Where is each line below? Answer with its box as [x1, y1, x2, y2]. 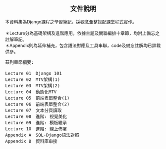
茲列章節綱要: [5, 59, 34, 65]
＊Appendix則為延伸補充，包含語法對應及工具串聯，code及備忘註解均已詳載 [5, 42, 161, 48]
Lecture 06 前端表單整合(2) [5, 101, 70, 107]
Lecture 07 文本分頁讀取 [5, 108, 62, 113]
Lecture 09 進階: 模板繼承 [5, 120, 67, 125]
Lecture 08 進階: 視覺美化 [5, 113, 67, 119]
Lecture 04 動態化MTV [5, 89, 57, 95]
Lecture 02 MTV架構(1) [5, 76, 60, 82]
